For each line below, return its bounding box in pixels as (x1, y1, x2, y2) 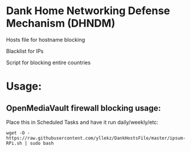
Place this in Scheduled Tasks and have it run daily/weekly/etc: (6, 118, 159, 125)
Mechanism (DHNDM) (6, 16, 116, 30)
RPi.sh (6, 140, 22, 146)
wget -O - (6, 130, 31, 136)
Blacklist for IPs (6, 47, 44, 54)
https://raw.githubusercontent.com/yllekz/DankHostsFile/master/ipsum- (6, 135, 186, 141)
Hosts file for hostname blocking (6, 36, 85, 43)
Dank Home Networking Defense (6, 4, 170, 18)
